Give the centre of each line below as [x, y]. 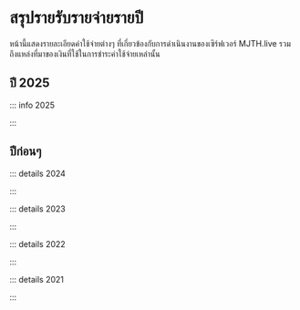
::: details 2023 [37, 209]
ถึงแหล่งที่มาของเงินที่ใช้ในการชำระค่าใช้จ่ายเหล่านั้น [85, 54]
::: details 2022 [37, 243]
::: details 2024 [38, 173]
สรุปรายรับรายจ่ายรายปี [77, 18]
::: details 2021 [36, 279]
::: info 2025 [32, 105]
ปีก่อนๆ [26, 152]
